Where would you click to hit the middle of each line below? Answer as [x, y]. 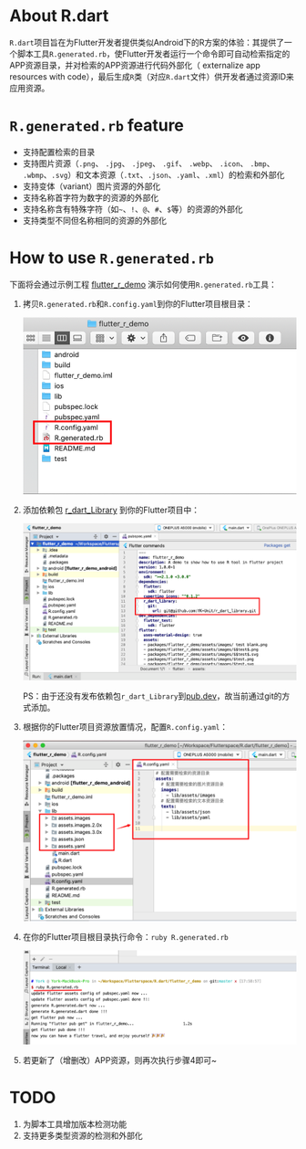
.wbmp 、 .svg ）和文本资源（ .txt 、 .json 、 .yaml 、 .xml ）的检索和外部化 [153, 174]
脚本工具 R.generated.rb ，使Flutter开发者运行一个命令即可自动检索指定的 [153, 53]
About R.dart [59, 16]
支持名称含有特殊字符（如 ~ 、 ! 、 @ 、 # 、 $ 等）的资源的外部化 [133, 209]
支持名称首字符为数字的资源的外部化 [91, 197]
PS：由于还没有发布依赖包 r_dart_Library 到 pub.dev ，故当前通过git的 [152, 696]
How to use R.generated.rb [112, 258]
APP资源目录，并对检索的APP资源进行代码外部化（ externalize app [135, 65]
